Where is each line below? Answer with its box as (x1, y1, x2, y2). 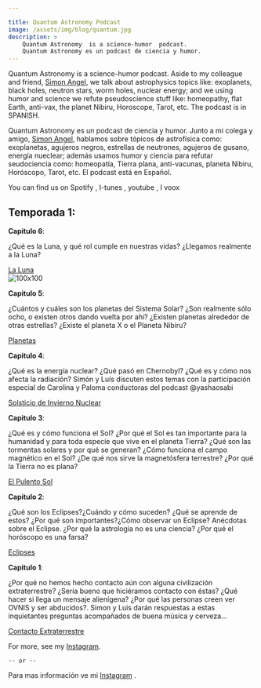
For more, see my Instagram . (8, 641, 101, 651)
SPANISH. (8, 111, 41, 120)
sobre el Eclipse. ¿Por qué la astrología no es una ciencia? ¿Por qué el (8, 523, 234, 533)
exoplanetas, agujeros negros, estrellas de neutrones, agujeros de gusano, (8, 143, 249, 152)
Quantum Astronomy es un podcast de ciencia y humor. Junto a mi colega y (8, 126, 253, 136)
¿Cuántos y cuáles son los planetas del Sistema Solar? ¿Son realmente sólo (8, 304, 252, 313)
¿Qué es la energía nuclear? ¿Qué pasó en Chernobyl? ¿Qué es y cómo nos (8, 366, 252, 375)
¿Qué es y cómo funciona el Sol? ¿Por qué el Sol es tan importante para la (8, 428, 247, 438)
